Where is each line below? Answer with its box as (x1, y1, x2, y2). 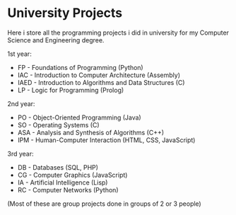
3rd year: (7, 149, 34, 158)
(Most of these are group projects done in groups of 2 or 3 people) (7, 199, 201, 208)
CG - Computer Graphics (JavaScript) (17, 170, 128, 179)
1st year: (7, 50, 32, 58)
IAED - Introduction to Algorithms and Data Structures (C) (17, 78, 185, 86)
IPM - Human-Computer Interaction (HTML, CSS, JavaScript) (17, 136, 196, 144)
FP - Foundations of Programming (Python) (17, 63, 143, 71)
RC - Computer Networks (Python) (17, 185, 119, 194)
